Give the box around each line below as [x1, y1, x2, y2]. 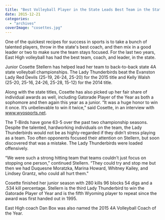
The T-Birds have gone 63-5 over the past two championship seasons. [5, 120, 148, 125]
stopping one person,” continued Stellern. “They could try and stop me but [5, 160, 156, 166]
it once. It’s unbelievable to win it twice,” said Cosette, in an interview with [5, 105, 155, 111]
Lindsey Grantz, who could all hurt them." [5, 171, 89, 176]
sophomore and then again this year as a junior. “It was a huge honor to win [5, 99, 158, 105]
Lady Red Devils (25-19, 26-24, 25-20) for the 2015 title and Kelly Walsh [5, 74, 151, 80]
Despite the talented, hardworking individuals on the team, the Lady [5, 124, 142, 130]
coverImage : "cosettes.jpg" [5, 25, 63, 30]
